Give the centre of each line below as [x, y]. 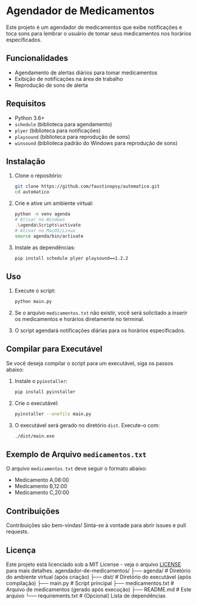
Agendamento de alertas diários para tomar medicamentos [86, 73]
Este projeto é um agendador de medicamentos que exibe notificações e [94, 27]
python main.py [33, 302]
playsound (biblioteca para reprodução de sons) [72, 136]
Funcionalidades [37, 58]
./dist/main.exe [34, 436]
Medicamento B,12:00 [41, 486]
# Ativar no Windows [40, 220]
